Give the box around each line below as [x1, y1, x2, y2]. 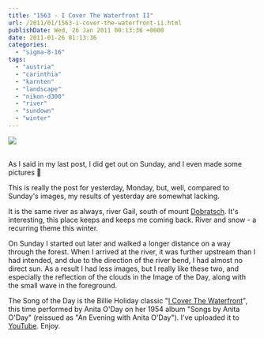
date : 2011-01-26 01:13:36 [8, 33, 97, 42]
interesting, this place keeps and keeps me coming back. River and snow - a [8, 215, 257, 224]
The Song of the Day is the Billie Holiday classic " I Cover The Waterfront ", [8, 295, 247, 305]
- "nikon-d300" [15, 92, 66, 100]
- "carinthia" [15, 70, 62, 78]
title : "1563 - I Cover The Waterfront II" [8, 11, 154, 20]
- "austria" [15, 63, 55, 71]
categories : [8, 41, 47, 49]
